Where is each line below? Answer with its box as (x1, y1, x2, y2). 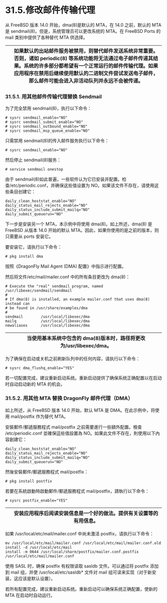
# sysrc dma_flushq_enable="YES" (5, 366, 75, 371)
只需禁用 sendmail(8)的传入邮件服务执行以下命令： (5, 138, 109, 144)
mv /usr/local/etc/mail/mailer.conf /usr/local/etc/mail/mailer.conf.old (5, 540, 162, 545)
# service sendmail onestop (5, 167, 64, 172)
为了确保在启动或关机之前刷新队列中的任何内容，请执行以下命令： (5, 356, 140, 362)
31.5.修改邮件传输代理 (5, 4, 95, 16)
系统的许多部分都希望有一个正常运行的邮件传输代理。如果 (23, 62, 158, 69)
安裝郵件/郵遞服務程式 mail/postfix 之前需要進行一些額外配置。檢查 (5, 424, 142, 430)
